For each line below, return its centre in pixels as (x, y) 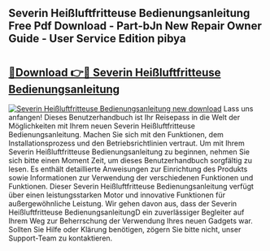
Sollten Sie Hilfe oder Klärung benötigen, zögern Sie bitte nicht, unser (125, 229)
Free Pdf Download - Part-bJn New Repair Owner (135, 26)
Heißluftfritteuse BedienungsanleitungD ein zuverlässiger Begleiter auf (126, 212)
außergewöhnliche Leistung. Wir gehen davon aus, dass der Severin (123, 203)
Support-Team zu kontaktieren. (61, 238)
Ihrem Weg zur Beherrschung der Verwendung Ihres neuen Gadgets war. (131, 221)
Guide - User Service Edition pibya (97, 39)
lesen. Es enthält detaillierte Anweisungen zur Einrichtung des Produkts (128, 169)
